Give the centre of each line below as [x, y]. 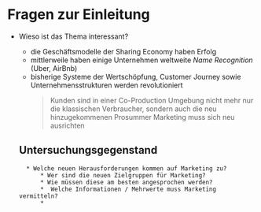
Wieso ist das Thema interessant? [74, 36]
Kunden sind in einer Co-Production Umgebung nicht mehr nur [152, 100]
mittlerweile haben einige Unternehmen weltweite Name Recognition [142, 60]
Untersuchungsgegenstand [88, 150]
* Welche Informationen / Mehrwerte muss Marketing [128, 189]
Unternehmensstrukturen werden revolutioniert [107, 85]
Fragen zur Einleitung [79, 15]
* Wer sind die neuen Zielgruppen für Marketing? [123, 175]
